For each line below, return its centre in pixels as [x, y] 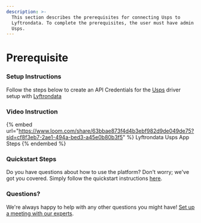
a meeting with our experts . [40, 213]
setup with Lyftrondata [34, 96]
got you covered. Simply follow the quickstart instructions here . [84, 178]
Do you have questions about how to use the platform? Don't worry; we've [98, 172]
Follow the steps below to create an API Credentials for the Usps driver [94, 90]
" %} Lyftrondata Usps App [156, 138]
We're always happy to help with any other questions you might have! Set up [100, 207]
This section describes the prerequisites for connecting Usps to [96, 17]
